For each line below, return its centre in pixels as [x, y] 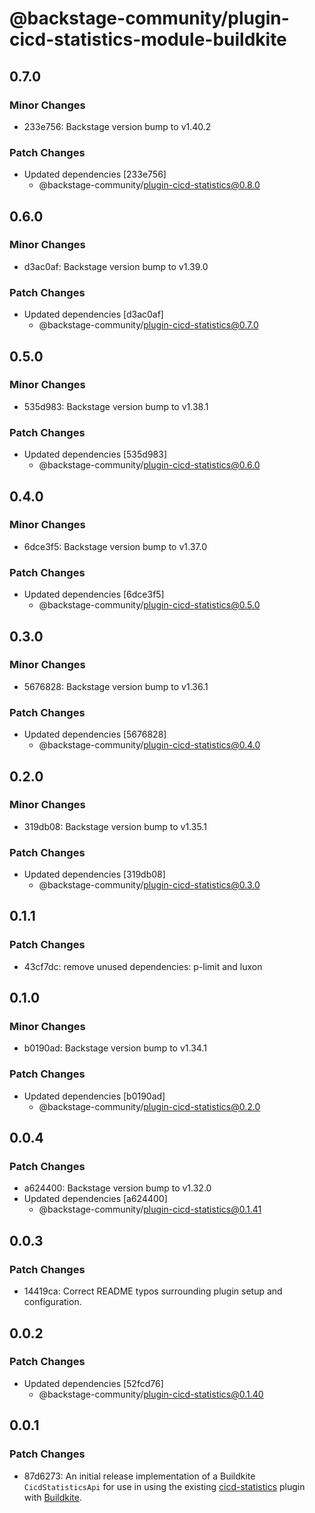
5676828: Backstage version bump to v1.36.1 [116, 686]
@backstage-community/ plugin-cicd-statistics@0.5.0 [149, 605]
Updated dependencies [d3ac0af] [93, 314]
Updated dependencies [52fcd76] [93, 1383]
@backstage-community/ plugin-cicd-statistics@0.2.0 [149, 1106]
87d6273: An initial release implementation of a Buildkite [139, 1476]
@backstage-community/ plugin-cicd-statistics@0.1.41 [150, 1209]
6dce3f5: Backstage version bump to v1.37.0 [115, 546]
